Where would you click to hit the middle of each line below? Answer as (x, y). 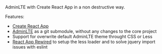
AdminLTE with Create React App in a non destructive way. (65, 7)
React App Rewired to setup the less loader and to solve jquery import (84, 42)
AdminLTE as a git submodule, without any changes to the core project (84, 31)
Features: (15, 16)
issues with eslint (30, 47)
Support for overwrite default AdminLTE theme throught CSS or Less (82, 37)
